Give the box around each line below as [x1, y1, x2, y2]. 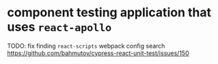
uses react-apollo [7, 19, 112, 35]
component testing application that [7, 5, 212, 20]
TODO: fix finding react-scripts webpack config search [7, 42, 165, 50]
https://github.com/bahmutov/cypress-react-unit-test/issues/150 [7, 49, 189, 57]
